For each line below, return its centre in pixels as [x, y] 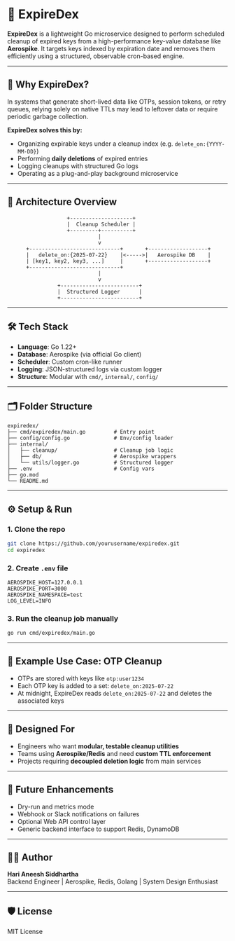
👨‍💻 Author [30, 857]
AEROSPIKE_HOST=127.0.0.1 [45, 582]
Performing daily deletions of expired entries [83, 158]
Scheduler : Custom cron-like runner [70, 362]
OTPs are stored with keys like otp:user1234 [81, 678]
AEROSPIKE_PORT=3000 [37, 589]
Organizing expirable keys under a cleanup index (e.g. [95, 144]
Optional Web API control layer [62, 821]
